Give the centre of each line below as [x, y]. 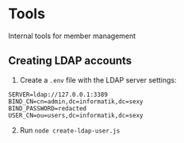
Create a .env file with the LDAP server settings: [98, 79]
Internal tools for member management [72, 36]
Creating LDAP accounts [70, 61]
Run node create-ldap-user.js [70, 130]
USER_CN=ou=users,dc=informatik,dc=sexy [76, 115]
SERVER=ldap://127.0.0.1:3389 [58, 95]
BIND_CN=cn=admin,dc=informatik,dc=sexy [76, 101]
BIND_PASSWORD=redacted [48, 108]
